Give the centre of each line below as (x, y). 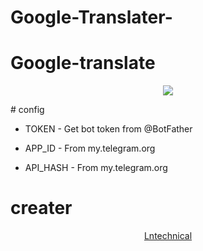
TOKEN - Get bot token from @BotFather (108, 129)
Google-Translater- (91, 17)
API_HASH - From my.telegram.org (96, 168)
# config (27, 110)
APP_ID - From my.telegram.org (90, 148)
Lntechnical (168, 236)
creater (41, 208)
